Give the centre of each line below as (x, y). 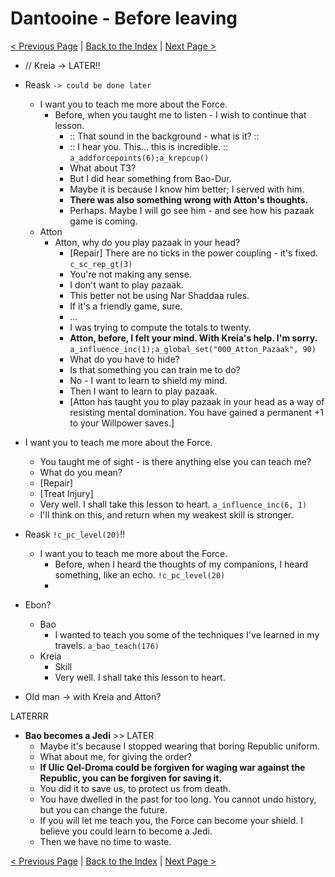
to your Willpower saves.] (122, 423)
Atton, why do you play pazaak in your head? (147, 242)
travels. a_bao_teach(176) (107, 645)
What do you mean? (81, 472)
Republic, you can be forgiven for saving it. (131, 778)
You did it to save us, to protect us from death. (135, 788)
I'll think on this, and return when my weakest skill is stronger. (166, 514)
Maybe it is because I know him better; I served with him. (187, 189)
